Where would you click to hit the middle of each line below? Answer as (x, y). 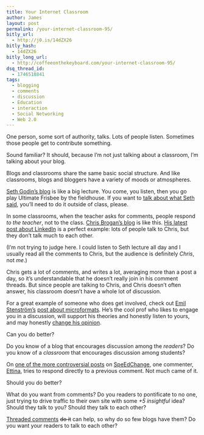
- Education (27, 102)
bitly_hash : (21, 46)
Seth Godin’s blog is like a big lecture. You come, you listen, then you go (97, 192)
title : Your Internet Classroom (47, 12)
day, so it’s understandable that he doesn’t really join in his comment (92, 279)
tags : (13, 80)
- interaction (30, 108)
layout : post (23, 23)
